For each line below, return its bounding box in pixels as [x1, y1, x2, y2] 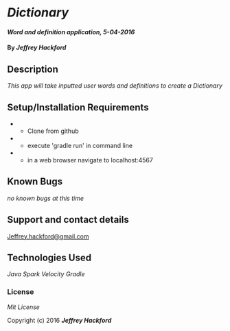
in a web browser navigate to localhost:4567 [27, 156, 153, 164]
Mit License [7, 303, 40, 311]
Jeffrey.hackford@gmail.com [7, 232, 89, 241]
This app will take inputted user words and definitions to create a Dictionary [7, 82, 223, 90]
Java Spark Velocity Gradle [7, 270, 85, 278]
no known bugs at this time [7, 194, 84, 202]
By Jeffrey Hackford [7, 43, 67, 52]
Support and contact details [7, 214, 129, 225]
